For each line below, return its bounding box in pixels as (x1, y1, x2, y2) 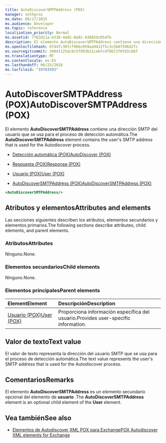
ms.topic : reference (5, 26, 48, 31)
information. (58, 320, 86, 327)
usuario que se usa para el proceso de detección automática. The (5, 131, 137, 137)
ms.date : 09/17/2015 (5, 16, 48, 21)
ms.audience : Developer (5, 21, 54, 26)
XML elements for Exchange (12, 432, 70, 438)
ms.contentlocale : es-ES (5, 58, 56, 63)
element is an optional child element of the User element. (5, 399, 122, 405)
